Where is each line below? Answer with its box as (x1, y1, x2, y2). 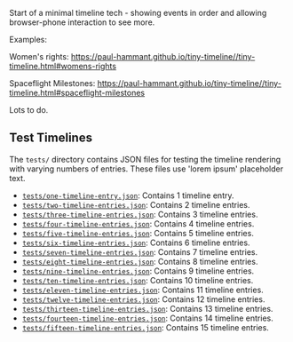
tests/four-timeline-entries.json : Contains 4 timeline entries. (21, 218, 255, 229)
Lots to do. (9, 105, 49, 115)
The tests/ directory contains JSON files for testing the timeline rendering (9, 154, 281, 164)
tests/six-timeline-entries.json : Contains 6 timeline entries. (21, 237, 250, 248)
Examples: (9, 35, 47, 44)
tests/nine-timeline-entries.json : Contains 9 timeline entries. (21, 266, 255, 276)
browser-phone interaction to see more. (9, 17, 155, 28)
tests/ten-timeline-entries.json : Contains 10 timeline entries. (21, 274, 254, 285)
